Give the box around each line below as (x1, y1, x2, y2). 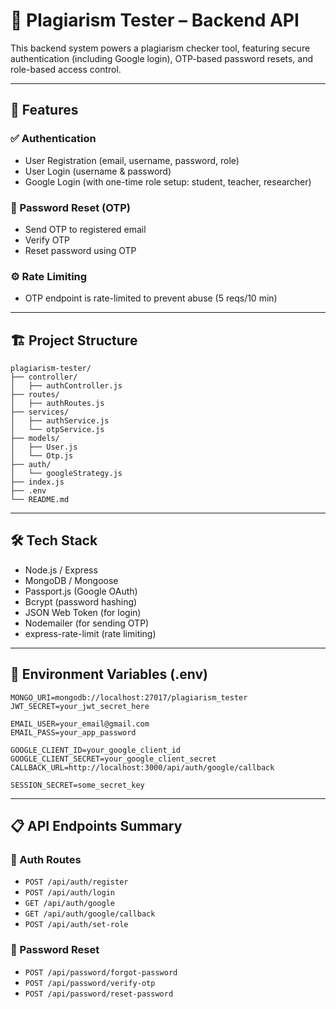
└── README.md (10, 495, 70, 505)
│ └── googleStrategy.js (10, 469, 123, 479)
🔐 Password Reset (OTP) (10, 200, 131, 214)
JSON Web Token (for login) (24, 606, 142, 618)
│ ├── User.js (10, 442, 78, 453)
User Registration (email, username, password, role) (24, 154, 240, 166)
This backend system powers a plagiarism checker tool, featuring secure (10, 42, 311, 54)
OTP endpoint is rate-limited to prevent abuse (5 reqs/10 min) (24, 292, 278, 304)
